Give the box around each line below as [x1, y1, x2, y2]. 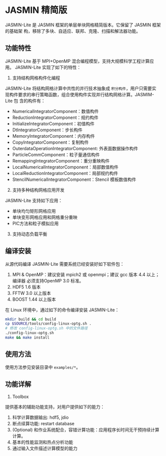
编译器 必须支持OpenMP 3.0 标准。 [12, 278, 84, 284]
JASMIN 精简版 [5, 4, 68, 16]
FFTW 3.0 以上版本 [12, 290, 51, 296]
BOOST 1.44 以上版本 [12, 296, 56, 302]
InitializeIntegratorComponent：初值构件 [12, 120, 95, 126]
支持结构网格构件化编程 [12, 75, 60, 81]
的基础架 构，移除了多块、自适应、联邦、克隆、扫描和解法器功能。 [5, 28, 141, 34]
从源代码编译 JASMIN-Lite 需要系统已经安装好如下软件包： [5, 261, 124, 267]
